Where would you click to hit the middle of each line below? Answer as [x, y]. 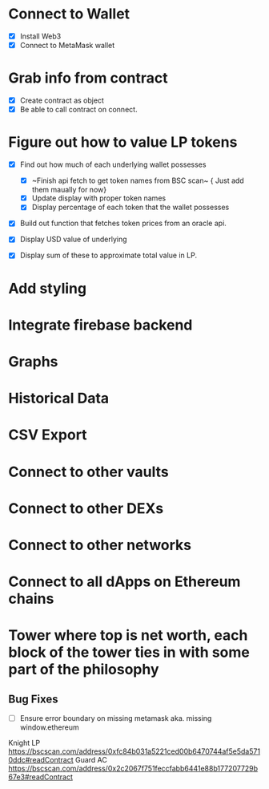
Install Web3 [40, 36]
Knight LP [24, 743]
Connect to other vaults [89, 472]
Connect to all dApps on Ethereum [124, 582]
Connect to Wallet [69, 14]
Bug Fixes [33, 699]
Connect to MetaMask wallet [67, 45]
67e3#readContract [41, 777]
